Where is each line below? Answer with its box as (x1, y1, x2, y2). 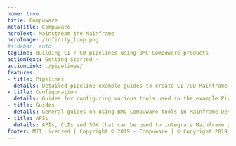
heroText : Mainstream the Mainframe (7, 29, 114, 37)
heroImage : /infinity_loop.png (7, 36, 99, 44)
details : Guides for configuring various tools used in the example (13, 95, 218, 102)
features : (7, 69, 37, 76)
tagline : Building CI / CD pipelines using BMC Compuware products (7, 50, 209, 57)
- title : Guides (7, 102, 55, 109)
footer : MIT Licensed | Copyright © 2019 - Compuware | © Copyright (7, 128, 212, 135)
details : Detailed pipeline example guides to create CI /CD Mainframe (13, 82, 228, 89)
